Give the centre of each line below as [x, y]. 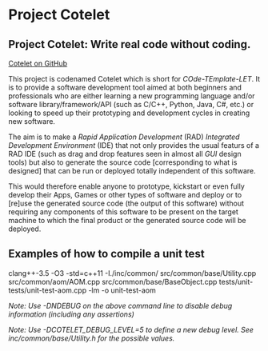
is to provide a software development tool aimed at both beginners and [125, 87]
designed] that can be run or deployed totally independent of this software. [132, 171]
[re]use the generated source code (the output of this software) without [126, 203]
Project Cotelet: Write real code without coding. [130, 44]
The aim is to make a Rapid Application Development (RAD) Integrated [124, 137]
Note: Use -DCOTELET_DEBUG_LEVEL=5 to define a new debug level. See [131, 329]
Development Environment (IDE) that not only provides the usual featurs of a [134, 145]
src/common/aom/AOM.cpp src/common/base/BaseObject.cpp [113, 281]
